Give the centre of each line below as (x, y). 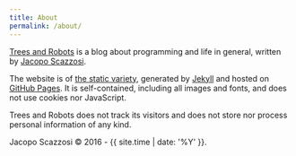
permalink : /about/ (46, 26)
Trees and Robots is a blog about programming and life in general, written (145, 51)
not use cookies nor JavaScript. (68, 97)
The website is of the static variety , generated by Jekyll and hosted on (139, 78)
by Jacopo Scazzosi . (48, 61)
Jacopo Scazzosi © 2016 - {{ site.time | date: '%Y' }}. (109, 142)
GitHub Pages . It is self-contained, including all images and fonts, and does (148, 88)
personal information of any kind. (70, 124)
